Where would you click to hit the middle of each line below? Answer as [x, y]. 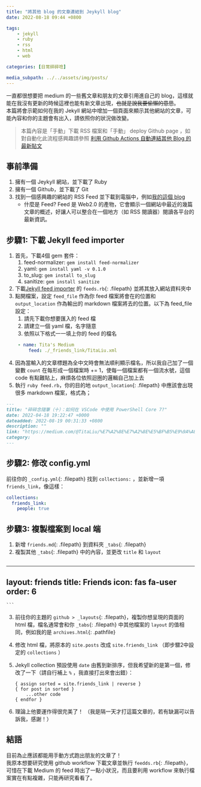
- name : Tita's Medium [46, 345]
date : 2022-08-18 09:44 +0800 [44, 17]
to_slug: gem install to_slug [60, 275]
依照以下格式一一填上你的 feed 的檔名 [70, 334]
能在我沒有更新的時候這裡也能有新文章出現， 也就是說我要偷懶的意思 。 [93, 103]
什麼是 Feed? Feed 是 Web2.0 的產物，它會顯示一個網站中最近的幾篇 [108, 204]
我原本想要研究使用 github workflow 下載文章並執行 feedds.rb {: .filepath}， [99, 762]
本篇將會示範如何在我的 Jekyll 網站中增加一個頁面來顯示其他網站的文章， [96, 110]
